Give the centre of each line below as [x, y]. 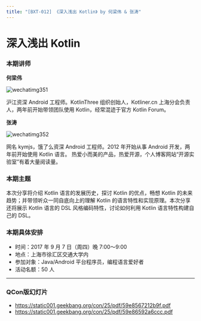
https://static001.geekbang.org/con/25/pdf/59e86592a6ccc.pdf [94, 312]
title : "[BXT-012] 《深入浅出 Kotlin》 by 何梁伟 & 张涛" [74, 12]
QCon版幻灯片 [27, 292]
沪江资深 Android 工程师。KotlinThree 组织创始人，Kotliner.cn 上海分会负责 [98, 102]
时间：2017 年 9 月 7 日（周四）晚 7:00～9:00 [71, 247]
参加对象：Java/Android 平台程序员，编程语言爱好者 [79, 262]
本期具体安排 [25, 233]
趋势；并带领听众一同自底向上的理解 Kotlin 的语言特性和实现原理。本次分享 [98, 200]
